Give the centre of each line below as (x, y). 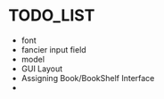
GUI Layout (42, 69)
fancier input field (53, 49)
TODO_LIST (52, 16)
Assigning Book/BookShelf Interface (88, 78)
